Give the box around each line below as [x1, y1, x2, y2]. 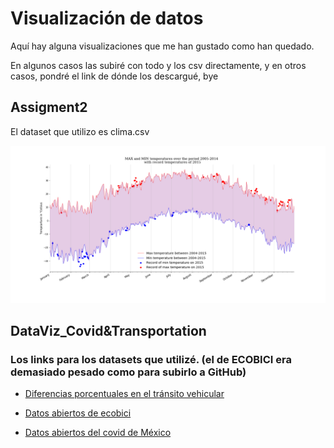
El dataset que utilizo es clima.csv [10, 125, 150, 137]
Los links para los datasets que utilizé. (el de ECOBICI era [10, 353, 292, 367]
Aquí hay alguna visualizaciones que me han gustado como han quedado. [10, 40, 315, 52]
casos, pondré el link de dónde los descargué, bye [10, 70, 219, 82]
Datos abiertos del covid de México [24, 427, 172, 439]
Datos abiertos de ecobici [24, 407, 132, 419]
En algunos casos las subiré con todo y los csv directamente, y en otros [10, 59, 307, 71]
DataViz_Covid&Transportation [10, 323, 207, 340]
